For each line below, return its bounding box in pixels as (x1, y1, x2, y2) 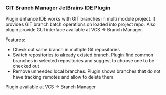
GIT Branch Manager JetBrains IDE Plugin (5, 4, 111, 11)
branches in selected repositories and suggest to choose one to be (12, 58, 155, 64)
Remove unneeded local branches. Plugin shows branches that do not (12, 68, 161, 74)
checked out (12, 63, 39, 69)
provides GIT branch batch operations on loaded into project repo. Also (5, 21, 156, 27)
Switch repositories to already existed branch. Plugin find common (12, 52, 154, 58)
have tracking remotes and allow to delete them (12, 74, 114, 80)
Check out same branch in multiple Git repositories (12, 47, 120, 53)
